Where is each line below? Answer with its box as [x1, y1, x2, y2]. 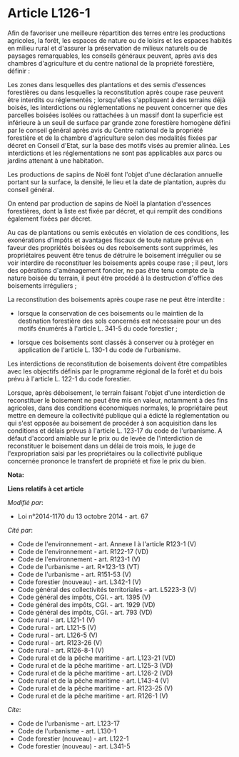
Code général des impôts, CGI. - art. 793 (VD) [17, 608, 153, 616]
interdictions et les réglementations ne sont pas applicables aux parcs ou [7, 149, 223, 157]
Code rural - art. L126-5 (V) [17, 631, 98, 639]
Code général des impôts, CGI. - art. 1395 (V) [17, 593, 151, 601]
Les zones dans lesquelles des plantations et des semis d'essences [7, 80, 206, 89]
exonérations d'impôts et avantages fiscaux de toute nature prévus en [7, 236, 213, 244]
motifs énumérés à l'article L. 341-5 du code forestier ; [17, 324, 178, 333]
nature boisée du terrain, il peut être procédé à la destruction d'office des [7, 274, 223, 282]
